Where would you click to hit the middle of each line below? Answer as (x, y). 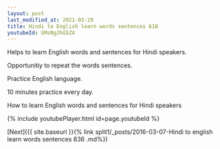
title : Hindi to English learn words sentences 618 (82, 26)
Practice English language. (45, 79)
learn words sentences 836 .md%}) (57, 139)
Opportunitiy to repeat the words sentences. (70, 65)
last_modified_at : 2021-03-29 (51, 20)
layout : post (26, 13)
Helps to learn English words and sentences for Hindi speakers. (97, 52)
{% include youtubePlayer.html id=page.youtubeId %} (84, 119)
